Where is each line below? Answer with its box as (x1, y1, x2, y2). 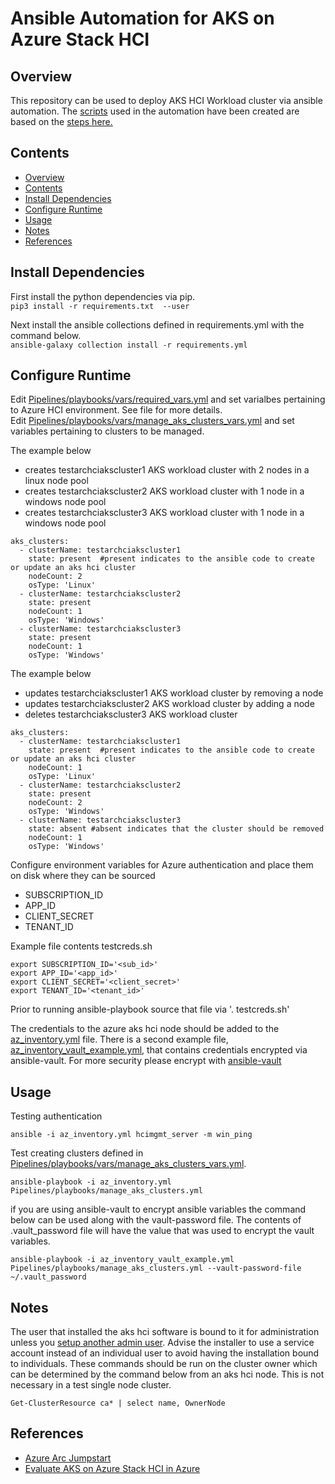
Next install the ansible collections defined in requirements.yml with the (10, 318, 305, 331)
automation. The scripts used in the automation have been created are (10, 105, 300, 117)
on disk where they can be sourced (10, 870, 156, 882)
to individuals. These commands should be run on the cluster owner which (10, 1358, 318, 1370)
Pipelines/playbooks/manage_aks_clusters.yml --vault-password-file (10, 1263, 302, 1274)
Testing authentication (10, 1110, 103, 1122)
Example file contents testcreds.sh (10, 940, 153, 952)
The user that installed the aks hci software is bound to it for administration (10, 1326, 320, 1338)
